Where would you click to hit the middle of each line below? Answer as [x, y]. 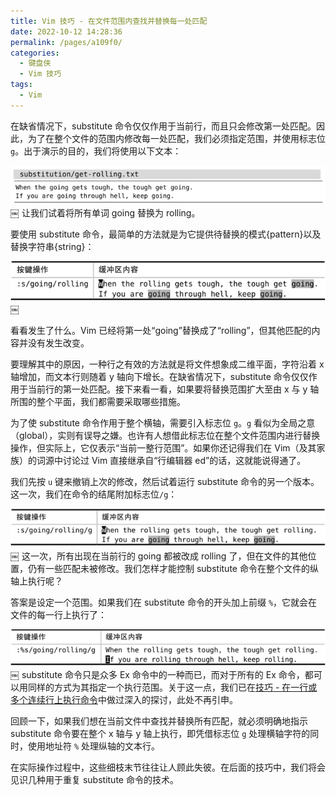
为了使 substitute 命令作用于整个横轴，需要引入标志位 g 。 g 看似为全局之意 [163, 422]
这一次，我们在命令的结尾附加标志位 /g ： [94, 494]
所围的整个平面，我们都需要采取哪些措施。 [98, 401]
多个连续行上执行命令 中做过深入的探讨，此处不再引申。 [124, 699]
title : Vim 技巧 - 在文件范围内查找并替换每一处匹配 [109, 21]
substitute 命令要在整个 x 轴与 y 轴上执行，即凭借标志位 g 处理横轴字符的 [160, 733]
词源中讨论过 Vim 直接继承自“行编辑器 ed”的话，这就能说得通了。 [171, 460]
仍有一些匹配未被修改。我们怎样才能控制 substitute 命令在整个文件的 [168, 569]
